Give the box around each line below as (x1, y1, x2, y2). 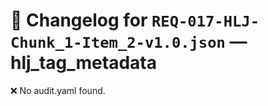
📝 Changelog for (10, 9, 148, 32)
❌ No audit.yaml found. (10, 84, 106, 96)
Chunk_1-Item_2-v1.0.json (10, 34, 226, 53)
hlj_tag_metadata (10, 52, 157, 74)
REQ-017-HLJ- (151, 12, 260, 31)
